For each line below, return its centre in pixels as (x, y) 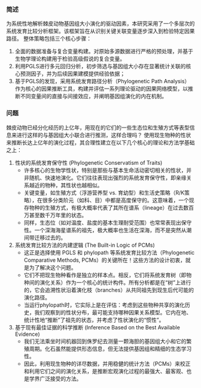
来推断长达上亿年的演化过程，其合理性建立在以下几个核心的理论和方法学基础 (100, 143)
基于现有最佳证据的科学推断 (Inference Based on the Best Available (98, 327)
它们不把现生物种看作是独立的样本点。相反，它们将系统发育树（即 (105, 275)
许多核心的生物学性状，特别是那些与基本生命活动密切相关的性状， (105, 170)
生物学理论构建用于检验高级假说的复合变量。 (70, 59)
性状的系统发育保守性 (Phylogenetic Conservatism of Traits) (89, 162)
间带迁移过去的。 (45, 237)
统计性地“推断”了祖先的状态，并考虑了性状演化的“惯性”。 (94, 320)
